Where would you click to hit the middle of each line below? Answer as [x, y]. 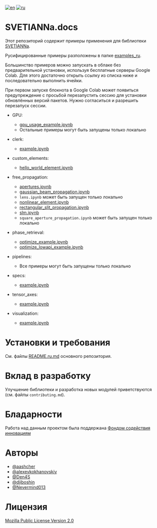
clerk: [18, 139]
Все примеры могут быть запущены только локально [75, 266]
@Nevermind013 [29, 487]
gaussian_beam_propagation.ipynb [55, 192]
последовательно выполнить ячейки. [44, 80]
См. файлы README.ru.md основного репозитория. [59, 356]
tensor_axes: [25, 294]
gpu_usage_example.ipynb [46, 124]
